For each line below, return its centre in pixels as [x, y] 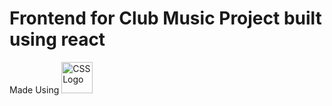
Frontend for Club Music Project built [165, 18]
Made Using [34, 89]
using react [57, 39]
